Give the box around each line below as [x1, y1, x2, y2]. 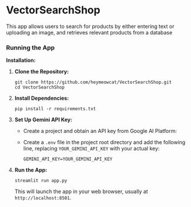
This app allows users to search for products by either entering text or [6, 23, 175, 30]
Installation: [6, 57, 36, 64]
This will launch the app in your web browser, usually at [14, 188, 148, 195]
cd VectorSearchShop [14, 85, 65, 90]
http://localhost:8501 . [14, 194, 72, 201]
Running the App [6, 43, 55, 51]
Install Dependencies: [14, 94, 69, 102]
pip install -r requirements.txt [14, 106, 96, 112]
